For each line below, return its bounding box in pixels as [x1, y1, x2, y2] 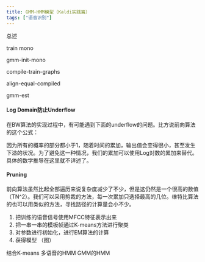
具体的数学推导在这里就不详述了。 [6, 157, 92, 164]
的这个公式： [6, 129, 38, 136]
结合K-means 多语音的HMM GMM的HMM [6, 249, 110, 257]
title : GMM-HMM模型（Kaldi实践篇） [6, 9, 90, 15]
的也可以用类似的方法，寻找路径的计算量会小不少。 [6, 200, 135, 208]
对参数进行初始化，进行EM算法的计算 [15, 228, 109, 236]
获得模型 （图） [15, 236, 55, 244]
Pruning [6, 171, 27, 179]
